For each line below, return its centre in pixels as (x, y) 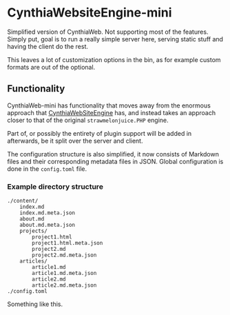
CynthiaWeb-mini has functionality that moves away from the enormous (109, 105)
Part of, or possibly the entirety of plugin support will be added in (100, 133)
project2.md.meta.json (64, 255)
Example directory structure (55, 186)
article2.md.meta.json (64, 285)
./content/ (23, 201)
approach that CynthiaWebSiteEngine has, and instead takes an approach (111, 112)
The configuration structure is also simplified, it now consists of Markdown (113, 154)
